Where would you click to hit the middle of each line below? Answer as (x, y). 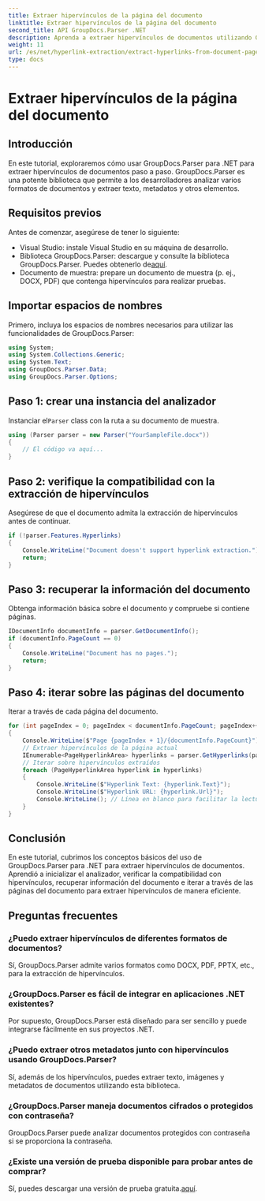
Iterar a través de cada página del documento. (83, 711)
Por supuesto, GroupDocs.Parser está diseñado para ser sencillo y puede (127, 1021)
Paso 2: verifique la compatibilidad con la (112, 481)
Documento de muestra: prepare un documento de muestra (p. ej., (127, 272)
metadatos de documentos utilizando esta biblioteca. (94, 1085)
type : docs (26, 60)
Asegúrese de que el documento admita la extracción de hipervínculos (123, 513)
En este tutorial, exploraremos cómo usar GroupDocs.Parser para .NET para (131, 163)
